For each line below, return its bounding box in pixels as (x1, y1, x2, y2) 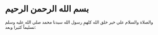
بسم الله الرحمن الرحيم (5, 3, 89, 14)
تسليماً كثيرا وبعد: (5, 24, 37, 30)
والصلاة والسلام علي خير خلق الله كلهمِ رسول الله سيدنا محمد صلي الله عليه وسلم (5, 19, 154, 25)
